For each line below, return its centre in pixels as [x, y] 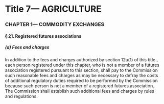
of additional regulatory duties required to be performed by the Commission [82, 80]
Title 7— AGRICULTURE [53, 9]
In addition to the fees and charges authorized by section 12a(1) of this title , [82, 59]
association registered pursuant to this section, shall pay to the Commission [82, 70]
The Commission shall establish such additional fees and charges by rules [80, 91]
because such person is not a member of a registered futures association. [80, 86]
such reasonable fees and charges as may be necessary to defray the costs [82, 75]
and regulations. [22, 96]
